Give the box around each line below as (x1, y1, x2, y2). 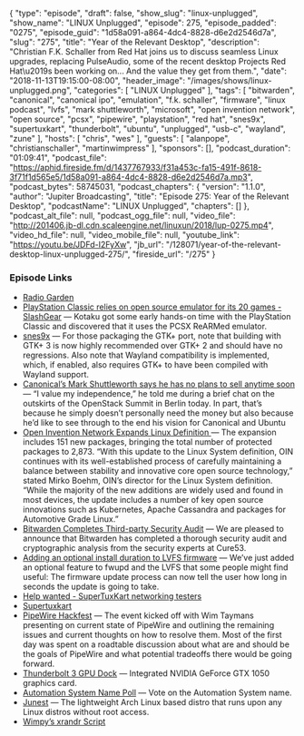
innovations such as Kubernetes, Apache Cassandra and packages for (22, 504, 286, 515)
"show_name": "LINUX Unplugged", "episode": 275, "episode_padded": (9, 17, 277, 28)
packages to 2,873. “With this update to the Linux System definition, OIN (22, 447, 294, 457)
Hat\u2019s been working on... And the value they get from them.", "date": (9, 65, 288, 76)
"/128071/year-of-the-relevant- (165, 240, 281, 250)
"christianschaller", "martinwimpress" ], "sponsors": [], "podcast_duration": (9, 142, 291, 153)
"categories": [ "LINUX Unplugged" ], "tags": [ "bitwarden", (74, 85, 295, 95)
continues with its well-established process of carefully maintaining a (22, 456, 282, 466)
